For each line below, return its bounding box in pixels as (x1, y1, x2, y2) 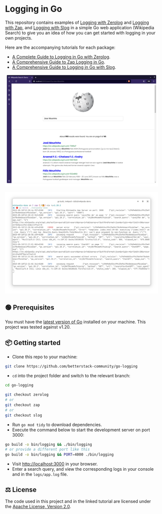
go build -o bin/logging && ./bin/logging (5, 442, 92, 447)
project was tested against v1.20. (5, 324, 71, 330)
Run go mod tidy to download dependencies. (12, 422, 102, 427)
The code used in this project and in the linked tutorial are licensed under (5, 498, 151, 504)
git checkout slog (5, 413, 42, 418)
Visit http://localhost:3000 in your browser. (12, 461, 98, 467)
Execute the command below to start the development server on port (12, 427, 150, 433)
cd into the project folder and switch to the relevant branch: (12, 373, 130, 379)
